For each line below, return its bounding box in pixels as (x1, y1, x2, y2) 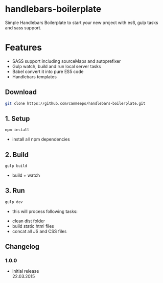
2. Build (5, 150, 29, 159)
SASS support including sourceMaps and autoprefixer (12, 58, 121, 64)
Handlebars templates (12, 73, 57, 79)
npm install (5, 127, 29, 133)
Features (5, 42, 42, 53)
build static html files (12, 223, 54, 229)
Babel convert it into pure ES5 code (12, 69, 84, 74)
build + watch (12, 172, 40, 178)
